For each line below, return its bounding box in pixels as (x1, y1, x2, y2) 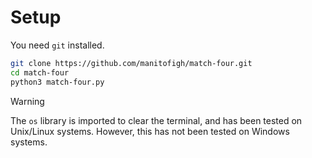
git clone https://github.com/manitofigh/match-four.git (10, 58, 253, 68)
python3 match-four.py (10, 77, 105, 87)
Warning (10, 95, 45, 107)
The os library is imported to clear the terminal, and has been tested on (10, 114, 303, 126)
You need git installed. (10, 39, 105, 51)
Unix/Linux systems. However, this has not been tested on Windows (10, 125, 290, 137)
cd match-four (10, 67, 70, 78)
